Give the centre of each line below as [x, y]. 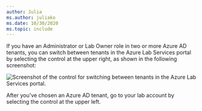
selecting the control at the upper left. [54, 102]
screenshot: [21, 66]
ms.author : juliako [31, 18]
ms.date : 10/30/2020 [33, 23]
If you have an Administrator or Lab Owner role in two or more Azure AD [96, 46]
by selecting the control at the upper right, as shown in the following [92, 59]
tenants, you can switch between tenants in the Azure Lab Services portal [99, 53]
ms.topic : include [30, 29]
